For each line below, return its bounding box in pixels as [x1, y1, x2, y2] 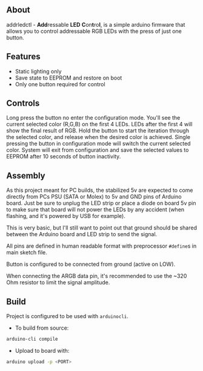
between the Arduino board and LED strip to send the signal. [6, 231, 158, 238]
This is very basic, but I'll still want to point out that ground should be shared [6, 224, 197, 231]
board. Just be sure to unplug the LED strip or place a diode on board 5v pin [6, 200, 196, 207]
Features [6, 52, 41, 62]
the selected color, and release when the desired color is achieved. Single [6, 134, 191, 141]
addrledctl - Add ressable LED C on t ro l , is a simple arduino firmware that [6, 21, 185, 28]
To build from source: [15, 324, 69, 332]
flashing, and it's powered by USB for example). [6, 213, 125, 220]
